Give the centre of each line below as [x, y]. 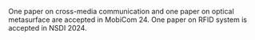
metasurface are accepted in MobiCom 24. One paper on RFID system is [128, 20]
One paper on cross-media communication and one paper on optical [121, 11]
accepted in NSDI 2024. [48, 28]
